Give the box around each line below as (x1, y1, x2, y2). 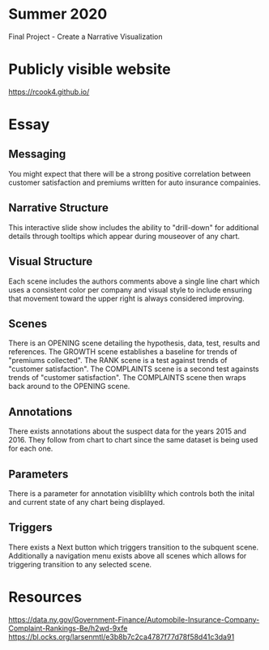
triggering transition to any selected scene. (8, 559, 152, 569)
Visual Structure (8, 254, 93, 268)
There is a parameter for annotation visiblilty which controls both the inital (8, 488, 255, 498)
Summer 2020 (8, 5, 108, 24)
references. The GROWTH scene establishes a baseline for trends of (8, 347, 237, 357)
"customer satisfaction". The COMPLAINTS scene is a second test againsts (8, 364, 259, 374)
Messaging (8, 148, 66, 161)
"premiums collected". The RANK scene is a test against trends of (8, 356, 228, 366)
